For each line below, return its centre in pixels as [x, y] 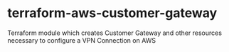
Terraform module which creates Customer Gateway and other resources [115, 33]
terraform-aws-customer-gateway [112, 13]
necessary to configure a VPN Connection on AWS [82, 40]
